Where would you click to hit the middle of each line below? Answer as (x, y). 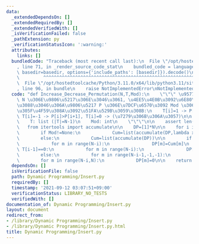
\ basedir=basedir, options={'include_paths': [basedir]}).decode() (103, 72)
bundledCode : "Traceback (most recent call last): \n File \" (90, 61)
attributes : (26, 50)
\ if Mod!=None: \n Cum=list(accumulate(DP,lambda (103, 133)
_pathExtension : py (36, 39)
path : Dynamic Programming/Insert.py (58, 177)
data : (13, 12)
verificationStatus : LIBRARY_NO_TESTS (60, 193)
